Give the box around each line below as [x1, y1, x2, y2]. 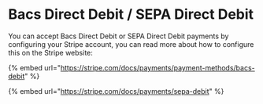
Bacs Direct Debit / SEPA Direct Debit [8, 5, 254, 23]
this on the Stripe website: [8, 48, 93, 57]
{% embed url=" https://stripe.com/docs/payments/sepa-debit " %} [8, 86, 224, 95]
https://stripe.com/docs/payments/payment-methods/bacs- [60, 63, 255, 72]
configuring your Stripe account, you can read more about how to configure [8, 39, 254, 48]
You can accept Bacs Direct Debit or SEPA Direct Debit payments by [8, 31, 229, 41]
